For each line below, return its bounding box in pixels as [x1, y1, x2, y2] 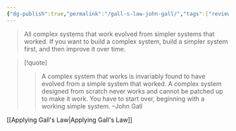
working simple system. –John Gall [41, 101, 143, 110]
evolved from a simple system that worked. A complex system [41, 79, 222, 88]
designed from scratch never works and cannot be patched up [41, 87, 223, 95]
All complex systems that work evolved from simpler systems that [23, 30, 215, 38]
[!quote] [23, 58, 47, 67]
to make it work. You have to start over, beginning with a [41, 94, 205, 103]
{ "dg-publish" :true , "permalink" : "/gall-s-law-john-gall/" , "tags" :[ [6, 10, 209, 18]
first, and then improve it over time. [23, 44, 126, 53]
